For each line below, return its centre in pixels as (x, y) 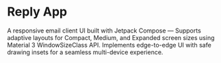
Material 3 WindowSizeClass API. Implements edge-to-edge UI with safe (109, 45)
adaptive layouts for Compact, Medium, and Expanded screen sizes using (111, 37)
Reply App (37, 12)
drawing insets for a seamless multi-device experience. (85, 52)
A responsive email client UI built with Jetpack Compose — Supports (104, 30)
